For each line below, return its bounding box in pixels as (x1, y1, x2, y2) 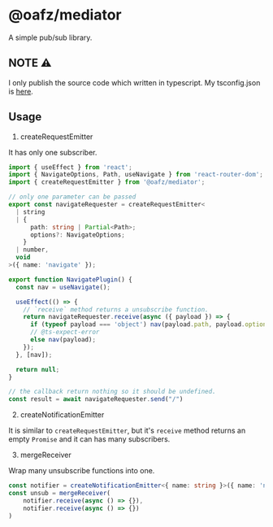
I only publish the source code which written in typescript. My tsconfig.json (8, 77, 261, 87)
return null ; (15, 365, 60, 373)
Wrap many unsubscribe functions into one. (8, 466, 155, 476)
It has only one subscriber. (8, 147, 97, 157)
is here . (8, 86, 34, 96)
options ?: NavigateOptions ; (29, 230, 126, 239)
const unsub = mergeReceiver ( (8, 490, 111, 498)
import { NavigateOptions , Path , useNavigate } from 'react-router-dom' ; (8, 171, 264, 179)
